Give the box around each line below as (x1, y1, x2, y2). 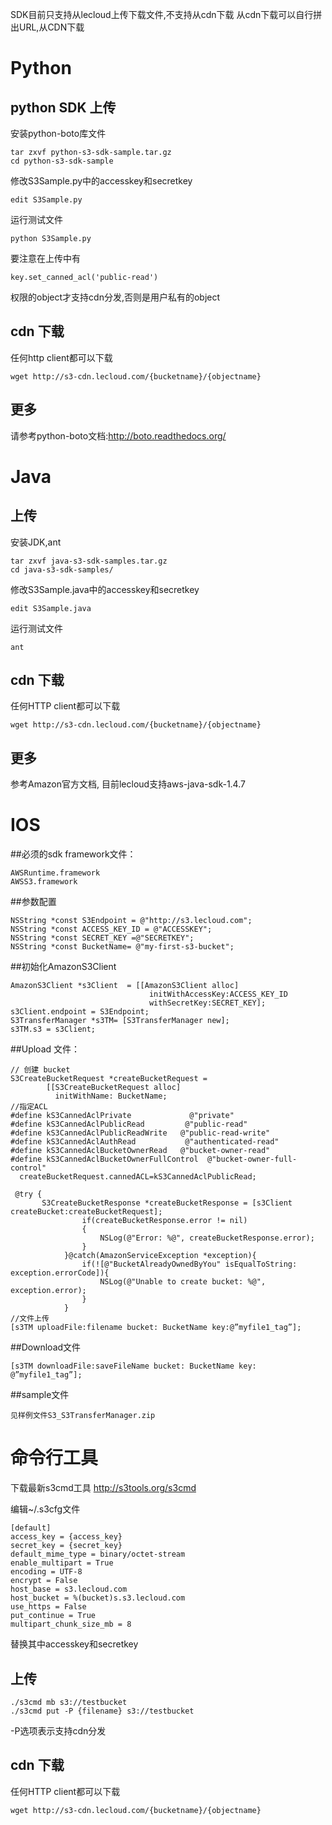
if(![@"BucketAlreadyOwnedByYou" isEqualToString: (81, 1259, 298, 1270)
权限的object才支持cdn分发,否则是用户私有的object (10, 291, 221, 303)
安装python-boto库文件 (10, 128, 107, 139)
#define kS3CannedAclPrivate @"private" (10, 1111, 235, 1121)
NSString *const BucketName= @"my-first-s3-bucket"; (10, 942, 235, 952)
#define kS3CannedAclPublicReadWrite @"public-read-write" (10, 1128, 271, 1138)
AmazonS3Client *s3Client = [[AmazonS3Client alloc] (10, 981, 240, 991)
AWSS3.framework (10, 877, 78, 887)
